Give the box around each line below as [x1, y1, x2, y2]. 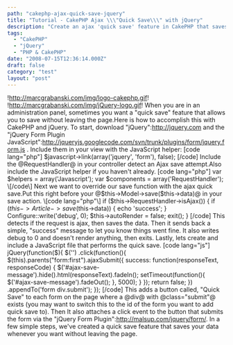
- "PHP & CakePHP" [13, 49, 67, 56]
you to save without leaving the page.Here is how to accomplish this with [7, 116, 216, 124]
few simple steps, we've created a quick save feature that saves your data [7, 322, 219, 330]
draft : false [7, 62, 45, 69]
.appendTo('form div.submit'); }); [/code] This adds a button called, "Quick [7, 285, 220, 294]
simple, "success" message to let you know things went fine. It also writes [7, 226, 220, 235]
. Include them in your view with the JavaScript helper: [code [26, 145, 200, 153]
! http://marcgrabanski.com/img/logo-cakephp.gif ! [7, 94, 149, 102]
